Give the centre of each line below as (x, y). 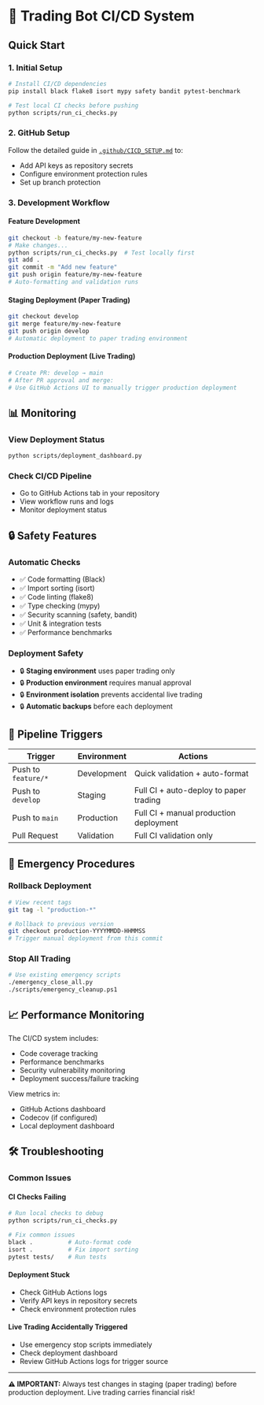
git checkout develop (44, 317)
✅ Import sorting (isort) (57, 588)
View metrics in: (34, 1094)
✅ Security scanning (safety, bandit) (78, 615)
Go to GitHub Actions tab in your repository (89, 493)
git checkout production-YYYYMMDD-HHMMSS (77, 931)
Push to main (35, 818)
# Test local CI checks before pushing (73, 106)
